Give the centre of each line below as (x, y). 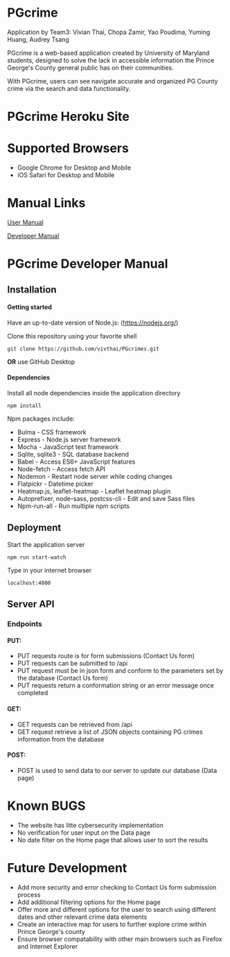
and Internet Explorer (47, 946)
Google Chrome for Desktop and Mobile (74, 167)
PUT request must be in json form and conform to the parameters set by (120, 671)
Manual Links (46, 203)
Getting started (29, 307)
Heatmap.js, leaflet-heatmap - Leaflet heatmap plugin (94, 491)
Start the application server (46, 544)
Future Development (67, 868)
